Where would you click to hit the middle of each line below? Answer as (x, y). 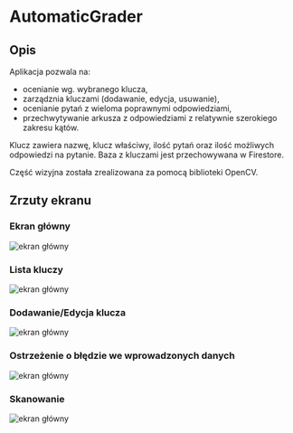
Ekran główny (40, 226)
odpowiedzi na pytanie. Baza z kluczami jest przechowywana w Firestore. (147, 155)
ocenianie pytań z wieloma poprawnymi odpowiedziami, (127, 108)
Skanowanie (37, 399)
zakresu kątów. (51, 127)
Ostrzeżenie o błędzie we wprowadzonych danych (122, 356)
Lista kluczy (36, 269)
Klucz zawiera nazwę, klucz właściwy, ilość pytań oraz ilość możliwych (142, 145)
